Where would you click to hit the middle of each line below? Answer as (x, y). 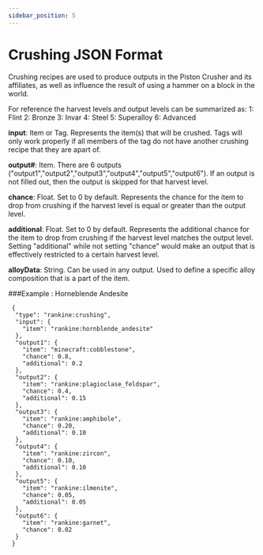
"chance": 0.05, (49, 495)
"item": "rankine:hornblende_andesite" (88, 329)
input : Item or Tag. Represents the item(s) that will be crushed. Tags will (125, 132)
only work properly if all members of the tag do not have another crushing (128, 141)
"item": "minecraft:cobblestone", (79, 349)
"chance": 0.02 (47, 530)
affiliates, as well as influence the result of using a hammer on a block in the (131, 85)
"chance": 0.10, (49, 460)
